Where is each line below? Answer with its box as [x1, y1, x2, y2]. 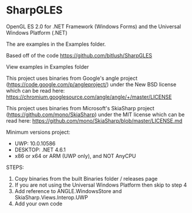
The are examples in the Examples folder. [6, 40, 106, 48]
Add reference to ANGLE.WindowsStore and [14, 187, 122, 194]
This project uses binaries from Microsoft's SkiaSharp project [6, 104, 154, 111]
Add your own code [14, 200, 63, 207]
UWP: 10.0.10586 [14, 140, 56, 147]
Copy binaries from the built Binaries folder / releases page [14, 175, 158, 182]
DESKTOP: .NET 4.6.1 [14, 146, 66, 153]
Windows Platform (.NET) [6, 29, 68, 36]
